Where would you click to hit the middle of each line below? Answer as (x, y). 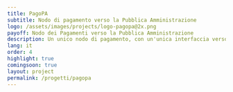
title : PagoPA (28, 13)
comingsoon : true (32, 65)
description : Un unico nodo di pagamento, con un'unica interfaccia (108, 39)
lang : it (20, 46)
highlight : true (31, 59)
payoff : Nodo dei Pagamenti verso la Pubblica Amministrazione (101, 33)
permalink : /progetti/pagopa (49, 78)
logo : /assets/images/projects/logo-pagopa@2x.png (82, 26)
